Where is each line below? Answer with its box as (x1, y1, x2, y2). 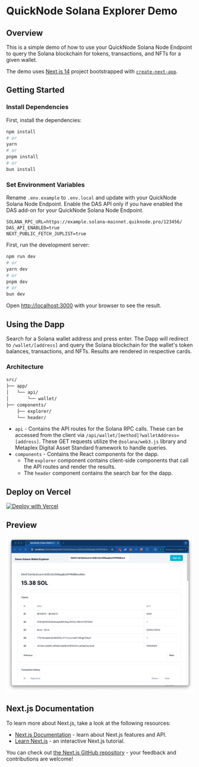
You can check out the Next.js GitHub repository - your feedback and (6, 749, 177, 756)
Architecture (6, 362, 44, 370)
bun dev (6, 291, 26, 297)
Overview (6, 28, 43, 38)
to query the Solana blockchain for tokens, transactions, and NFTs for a (6, 50, 181, 57)
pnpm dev (6, 279, 28, 285)
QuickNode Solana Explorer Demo (6, 4, 178, 18)
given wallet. (6, 57, 38, 63)
